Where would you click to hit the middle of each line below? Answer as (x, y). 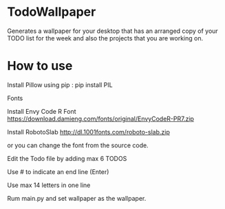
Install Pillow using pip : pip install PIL (60, 85)
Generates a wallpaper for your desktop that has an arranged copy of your (112, 31)
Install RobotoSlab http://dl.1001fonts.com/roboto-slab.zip (89, 132)
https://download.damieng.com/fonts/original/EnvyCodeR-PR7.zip (101, 119)
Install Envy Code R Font (42, 111)
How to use (40, 66)
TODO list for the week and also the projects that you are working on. (105, 38)
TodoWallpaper (52, 12)
